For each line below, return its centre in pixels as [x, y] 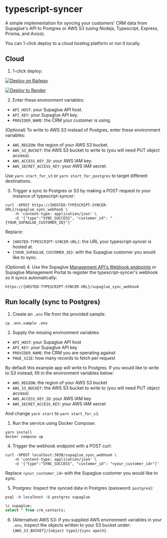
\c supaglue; [19, 506]
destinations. [18, 181]
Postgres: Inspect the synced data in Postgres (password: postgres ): [83, 488]
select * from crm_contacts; [35, 510]
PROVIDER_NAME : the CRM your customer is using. [62, 120]
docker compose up [24, 437]
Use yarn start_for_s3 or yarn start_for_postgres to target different [77, 176]
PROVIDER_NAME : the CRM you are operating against [64, 353]
